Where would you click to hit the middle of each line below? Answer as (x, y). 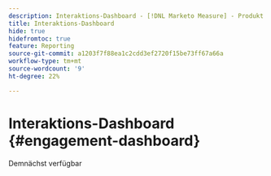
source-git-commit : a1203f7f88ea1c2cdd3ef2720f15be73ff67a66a (116, 54)
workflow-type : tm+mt (45, 62)
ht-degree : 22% (34, 76)
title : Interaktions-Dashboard (61, 24)
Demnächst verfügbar (45, 163)
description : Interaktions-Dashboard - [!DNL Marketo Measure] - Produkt (136, 16)
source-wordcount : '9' (47, 69)
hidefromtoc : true (39, 39)
